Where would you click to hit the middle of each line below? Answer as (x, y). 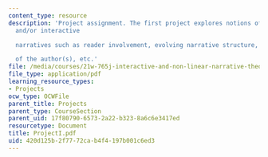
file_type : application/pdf (55, 74)
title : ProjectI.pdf (43, 133)
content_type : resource (48, 16)
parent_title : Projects (48, 104)
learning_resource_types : (51, 81)
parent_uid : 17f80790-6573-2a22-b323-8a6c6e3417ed (94, 119)
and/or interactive (48, 30)
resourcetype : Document (48, 126)
